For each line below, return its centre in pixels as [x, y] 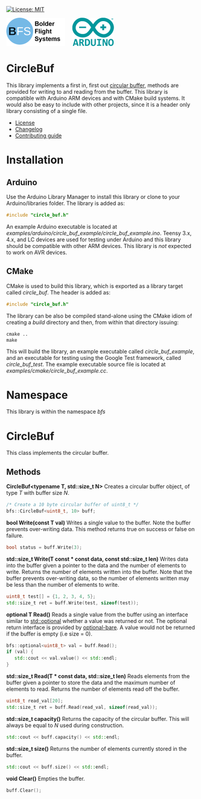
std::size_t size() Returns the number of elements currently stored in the [97, 748]
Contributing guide [38, 135]
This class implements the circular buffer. [58, 453]
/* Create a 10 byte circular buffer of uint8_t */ [72, 505]
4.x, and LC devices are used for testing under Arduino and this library [94, 240]
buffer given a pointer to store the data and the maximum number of [91, 683]
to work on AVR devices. [37, 252]
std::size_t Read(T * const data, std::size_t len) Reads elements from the [98, 676]
